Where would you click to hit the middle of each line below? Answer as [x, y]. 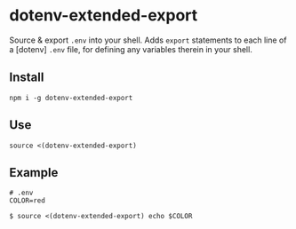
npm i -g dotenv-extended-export [71, 98]
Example [34, 173]
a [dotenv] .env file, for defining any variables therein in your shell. [131, 49]
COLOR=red [28, 201]
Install [27, 78]
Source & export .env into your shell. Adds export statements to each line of [148, 40]
